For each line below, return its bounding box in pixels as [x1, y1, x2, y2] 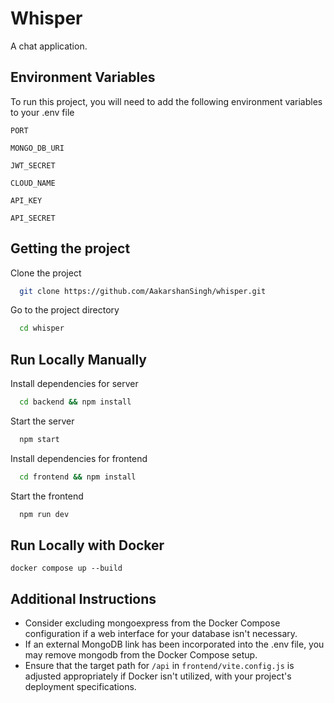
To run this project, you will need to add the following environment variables [10, 95, 323, 107]
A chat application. [10, 40, 88, 52]
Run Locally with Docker [10, 537, 165, 554]
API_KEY [10, 195, 43, 206]
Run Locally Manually [10, 351, 147, 368]
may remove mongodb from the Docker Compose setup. [24, 649, 258, 661]
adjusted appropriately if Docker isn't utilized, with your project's [24, 670, 292, 682]
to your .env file [10, 106, 75, 118]
